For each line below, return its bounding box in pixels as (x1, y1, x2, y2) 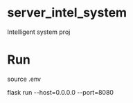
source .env (7, 75, 42, 83)
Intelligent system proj (7, 28, 71, 36)
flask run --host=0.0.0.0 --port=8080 (7, 88, 114, 96)
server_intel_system (7, 5, 127, 21)
